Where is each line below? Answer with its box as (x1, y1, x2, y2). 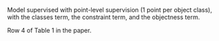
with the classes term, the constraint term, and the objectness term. (7, 13, 200, 21)
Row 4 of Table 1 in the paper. (7, 27, 92, 34)
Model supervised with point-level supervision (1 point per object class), (7, 6, 213, 14)
